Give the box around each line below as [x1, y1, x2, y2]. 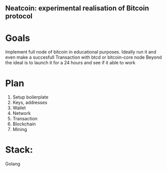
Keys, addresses [12, 100, 48, 106]
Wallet [12, 105, 26, 111]
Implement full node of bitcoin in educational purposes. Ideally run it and [5, 49, 156, 55]
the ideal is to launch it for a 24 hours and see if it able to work [5, 60, 136, 66]
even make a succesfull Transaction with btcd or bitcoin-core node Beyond [5, 54, 162, 60]
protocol [5, 12, 33, 21]
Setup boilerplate [12, 94, 49, 100]
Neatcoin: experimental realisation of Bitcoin [5, 4, 149, 13]
